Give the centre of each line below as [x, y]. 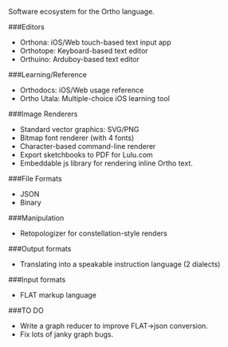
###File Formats [35, 179]
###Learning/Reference [48, 74]
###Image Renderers [43, 114]
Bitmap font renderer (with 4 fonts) [77, 138]
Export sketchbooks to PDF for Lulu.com [86, 155]
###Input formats [37, 279]
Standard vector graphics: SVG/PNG [79, 129]
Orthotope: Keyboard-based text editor [84, 51]
